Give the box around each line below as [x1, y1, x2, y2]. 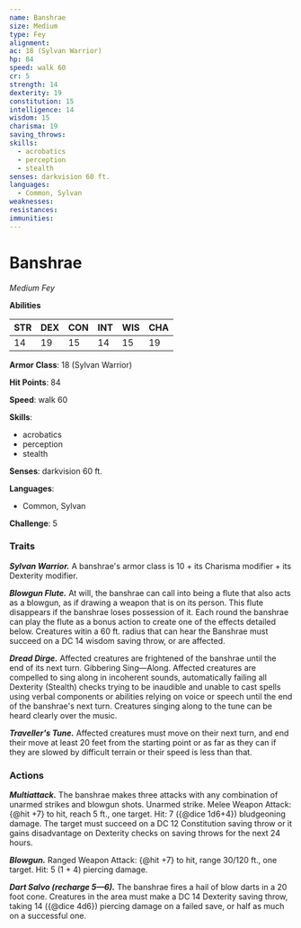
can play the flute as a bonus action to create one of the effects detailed [9, 616, 277, 627]
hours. [9, 837, 33, 848]
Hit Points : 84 [9, 377, 61, 388]
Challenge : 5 [9, 518, 58, 529]
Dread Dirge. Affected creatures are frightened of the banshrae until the [9, 653, 277, 664]
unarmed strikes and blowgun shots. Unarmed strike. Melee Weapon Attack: [9, 799, 292, 810]
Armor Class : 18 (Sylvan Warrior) [9, 359, 133, 370]
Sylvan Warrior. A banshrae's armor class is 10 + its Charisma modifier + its [9, 560, 292, 571]
